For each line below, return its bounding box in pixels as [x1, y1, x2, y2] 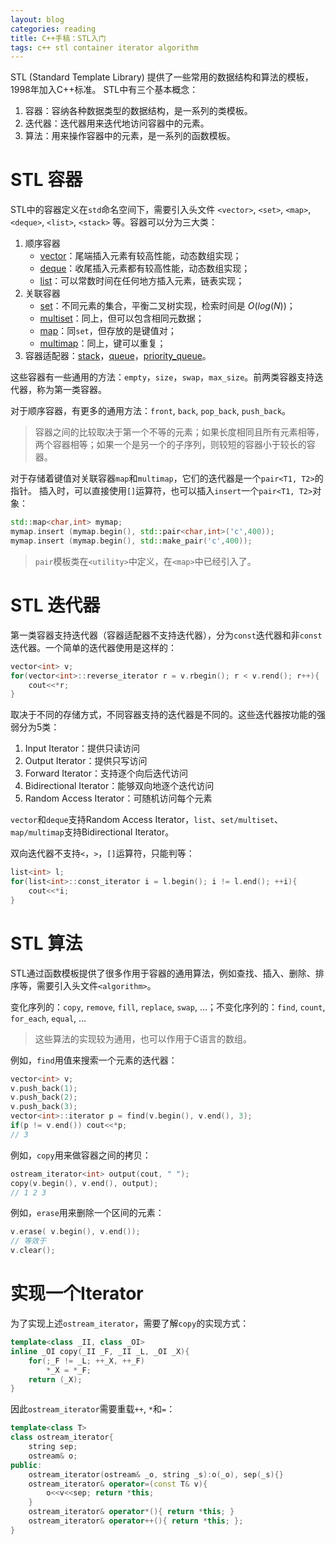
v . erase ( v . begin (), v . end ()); [10, 1227, 141, 1237]
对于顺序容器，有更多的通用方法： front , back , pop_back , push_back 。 [10, 405, 292, 417]
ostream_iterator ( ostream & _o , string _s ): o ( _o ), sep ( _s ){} [28, 1469, 284, 1480]
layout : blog [10, 14, 65, 25]
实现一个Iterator [10, 1282, 144, 1305]
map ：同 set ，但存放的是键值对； [39, 325, 177, 337]
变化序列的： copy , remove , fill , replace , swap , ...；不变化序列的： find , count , [10, 1001, 326, 1013]
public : [10, 1460, 43, 1470]
